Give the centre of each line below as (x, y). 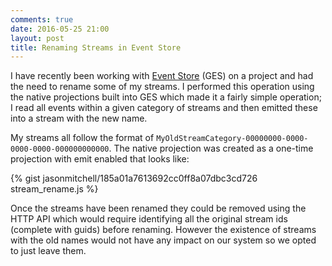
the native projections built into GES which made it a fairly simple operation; (166, 97)
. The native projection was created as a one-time (211, 148)
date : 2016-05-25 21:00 (60, 29)
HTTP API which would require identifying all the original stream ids (149, 219)
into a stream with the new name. (79, 118)
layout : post (37, 38)
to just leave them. (48, 251)
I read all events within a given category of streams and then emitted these (164, 108)
